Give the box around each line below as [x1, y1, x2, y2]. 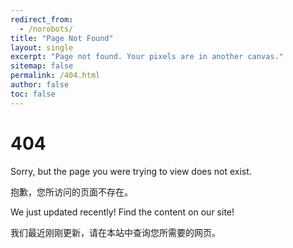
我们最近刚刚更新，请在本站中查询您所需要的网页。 [10, 226, 221, 238]
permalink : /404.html [10, 71, 101, 81]
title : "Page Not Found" [10, 33, 114, 43]
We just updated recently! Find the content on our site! [10, 206, 235, 218]
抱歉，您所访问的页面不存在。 [10, 186, 133, 198]
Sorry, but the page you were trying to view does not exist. [10, 165, 252, 177]
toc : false [10, 89, 56, 99]
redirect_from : [10, 14, 74, 25]
